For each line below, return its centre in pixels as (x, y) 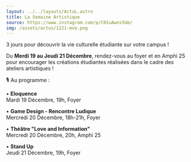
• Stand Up (20, 147)
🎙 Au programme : (28, 80)
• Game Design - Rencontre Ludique (51, 112)
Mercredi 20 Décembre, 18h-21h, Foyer (53, 117)
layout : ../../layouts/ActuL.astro (50, 11)
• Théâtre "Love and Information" (48, 129)
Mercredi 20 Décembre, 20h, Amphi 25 (53, 135)
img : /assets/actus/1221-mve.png (47, 28)
